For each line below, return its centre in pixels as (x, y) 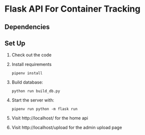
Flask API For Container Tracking (72, 9)
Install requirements (31, 65)
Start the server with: (33, 100)
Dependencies (27, 27)
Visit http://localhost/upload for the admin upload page (67, 128)
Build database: (27, 82)
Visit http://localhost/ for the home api (50, 118)
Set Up (15, 43)
